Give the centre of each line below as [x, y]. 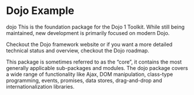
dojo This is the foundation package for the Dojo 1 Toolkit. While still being [95, 27]
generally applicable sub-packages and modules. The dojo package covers [97, 68]
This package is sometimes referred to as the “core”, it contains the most [94, 62]
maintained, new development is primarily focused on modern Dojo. [88, 33]
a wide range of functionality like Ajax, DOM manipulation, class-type [90, 74]
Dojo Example [40, 11]
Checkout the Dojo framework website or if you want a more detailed [89, 44]
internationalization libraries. [40, 86]
